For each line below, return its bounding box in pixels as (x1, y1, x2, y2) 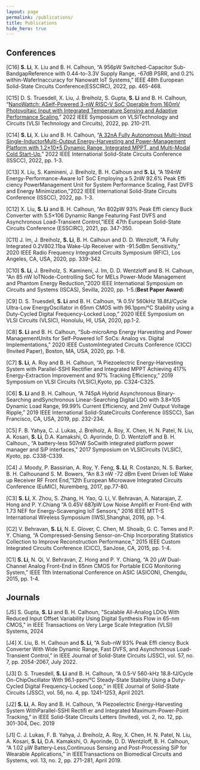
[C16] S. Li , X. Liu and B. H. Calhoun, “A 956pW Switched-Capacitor (6, 64, 173, 71)
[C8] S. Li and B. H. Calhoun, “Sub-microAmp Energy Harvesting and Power (6, 328, 192, 336)
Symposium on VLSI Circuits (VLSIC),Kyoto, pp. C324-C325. (6, 378, 155, 385)
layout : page (6, 8, 39, 15)
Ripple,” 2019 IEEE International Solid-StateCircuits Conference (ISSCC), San (6, 409, 195, 416)
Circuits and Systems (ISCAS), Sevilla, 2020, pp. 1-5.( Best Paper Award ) (6, 286, 184, 294)
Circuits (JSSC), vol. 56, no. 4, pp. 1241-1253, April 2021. (6, 689, 145, 696)
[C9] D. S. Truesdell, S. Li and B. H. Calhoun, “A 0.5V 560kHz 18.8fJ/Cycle (6, 298, 187, 305)
